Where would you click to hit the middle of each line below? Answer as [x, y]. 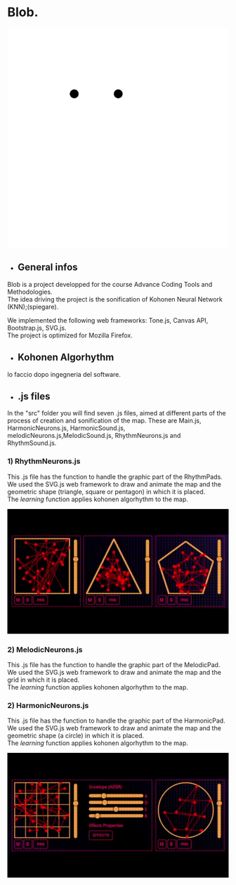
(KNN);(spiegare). [33, 306]
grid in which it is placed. [44, 680]
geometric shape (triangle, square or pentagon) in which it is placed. [106, 491]
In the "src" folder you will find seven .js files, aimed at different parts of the [117, 413]
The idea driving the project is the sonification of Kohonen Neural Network [115, 299]
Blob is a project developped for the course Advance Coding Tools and [110, 284]
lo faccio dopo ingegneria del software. [64, 374]
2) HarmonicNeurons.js [48, 705]
